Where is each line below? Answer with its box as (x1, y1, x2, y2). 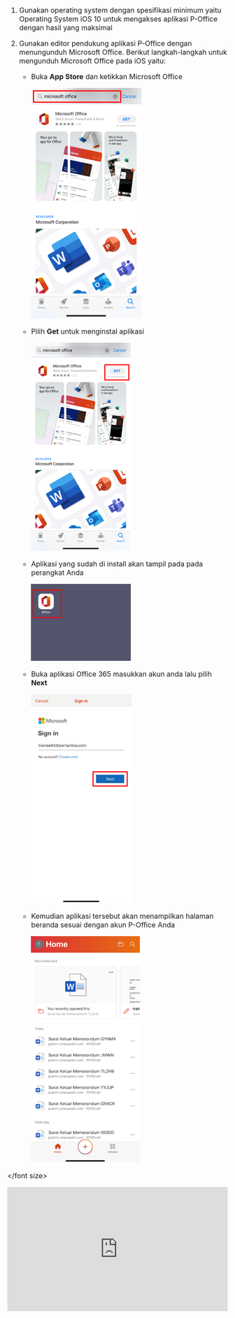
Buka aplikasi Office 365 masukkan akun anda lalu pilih (31, 669, 212, 679)
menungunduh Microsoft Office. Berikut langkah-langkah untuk (19, 48, 227, 57)
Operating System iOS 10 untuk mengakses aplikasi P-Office (19, 14, 218, 24)
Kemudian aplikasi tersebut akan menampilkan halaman (31, 911, 214, 921)
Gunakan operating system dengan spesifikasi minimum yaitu (19, 6, 222, 15)
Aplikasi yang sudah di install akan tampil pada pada (31, 559, 204, 568)
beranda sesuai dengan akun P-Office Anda (31, 920, 176, 929)
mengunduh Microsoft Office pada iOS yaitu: (19, 56, 166, 66)
